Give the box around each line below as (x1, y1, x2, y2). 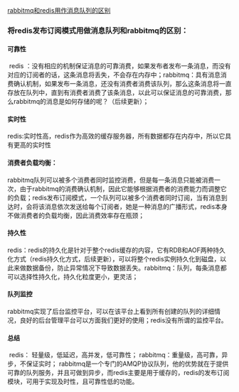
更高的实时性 (13, 141, 51, 149)
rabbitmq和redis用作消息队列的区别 (7, 6, 111, 14)
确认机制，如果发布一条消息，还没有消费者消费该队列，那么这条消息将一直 (13, 80, 232, 88)
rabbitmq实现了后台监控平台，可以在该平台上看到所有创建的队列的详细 (7, 307, 215, 315)
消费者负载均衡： (7, 158, 58, 167)
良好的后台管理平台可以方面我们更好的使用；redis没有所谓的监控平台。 (19, 315, 228, 325)
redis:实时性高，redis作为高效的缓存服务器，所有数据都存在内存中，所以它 (7, 132, 225, 141)
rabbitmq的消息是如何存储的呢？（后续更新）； (13, 97, 149, 106)
